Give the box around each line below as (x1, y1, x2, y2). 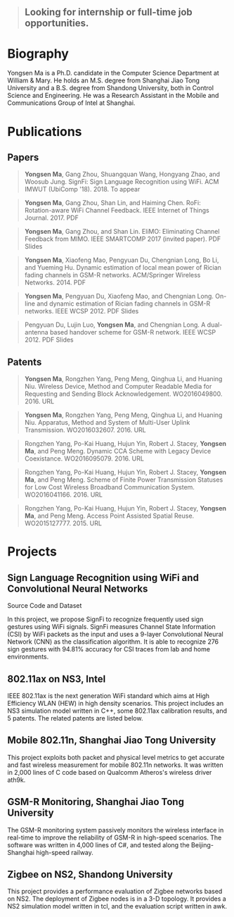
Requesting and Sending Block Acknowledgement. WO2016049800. (24, 389, 223, 398)
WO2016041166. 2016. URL (24, 490, 103, 499)
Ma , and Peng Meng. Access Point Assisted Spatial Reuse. (24, 511, 195, 520)
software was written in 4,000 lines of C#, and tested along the (7, 840, 190, 849)
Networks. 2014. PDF (24, 278, 86, 287)
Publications (7, 123, 82, 139)
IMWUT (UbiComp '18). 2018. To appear (24, 185, 141, 194)
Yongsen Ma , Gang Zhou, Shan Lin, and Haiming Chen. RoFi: (24, 199, 202, 207)
